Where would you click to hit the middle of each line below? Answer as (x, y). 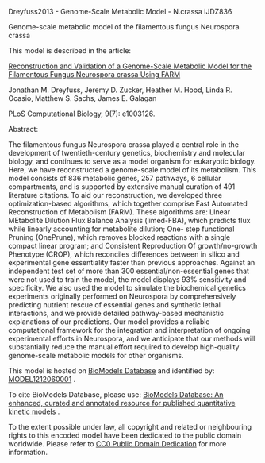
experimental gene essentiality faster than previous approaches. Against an (132, 262)
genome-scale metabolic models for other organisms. (96, 355)
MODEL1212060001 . (42, 379)
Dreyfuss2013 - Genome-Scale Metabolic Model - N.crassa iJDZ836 (120, 12)
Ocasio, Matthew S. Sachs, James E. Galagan (83, 98)
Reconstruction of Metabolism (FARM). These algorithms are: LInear (119, 212)
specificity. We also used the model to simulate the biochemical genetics (127, 288)
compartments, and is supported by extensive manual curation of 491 (122, 187)
